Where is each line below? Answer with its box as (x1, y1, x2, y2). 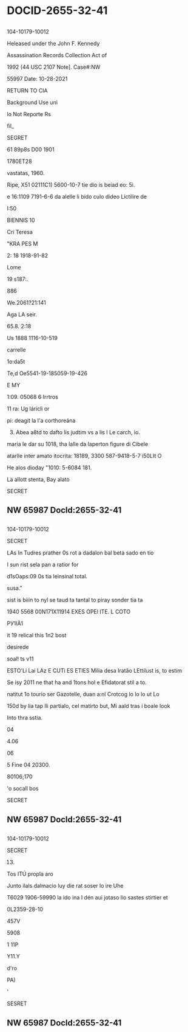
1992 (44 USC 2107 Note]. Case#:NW (7, 63, 101, 71)
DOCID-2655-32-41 (7, 4, 108, 18)
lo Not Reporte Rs (7, 110, 51, 117)
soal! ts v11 (7, 655, 34, 663)
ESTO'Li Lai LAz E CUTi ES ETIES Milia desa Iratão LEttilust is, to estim (7, 667, 183, 674)
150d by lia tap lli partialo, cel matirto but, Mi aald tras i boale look (7, 702, 170, 710)
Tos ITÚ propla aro (7, 870, 53, 878)
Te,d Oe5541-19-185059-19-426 (7, 369, 87, 377)
